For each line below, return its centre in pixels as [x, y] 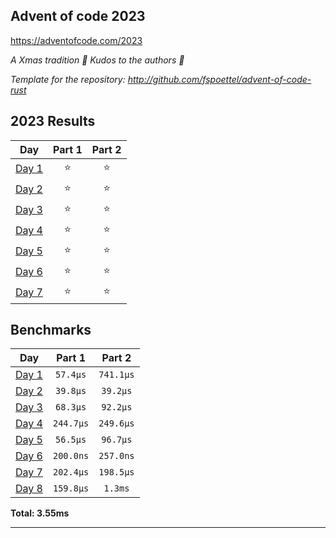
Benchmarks [51, 330]
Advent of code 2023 [78, 16]
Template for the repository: [68, 79]
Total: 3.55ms [40, 513]
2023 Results [53, 121]
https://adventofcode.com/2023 [76, 40]
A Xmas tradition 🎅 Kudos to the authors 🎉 [97, 60]
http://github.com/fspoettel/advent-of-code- [219, 79]
